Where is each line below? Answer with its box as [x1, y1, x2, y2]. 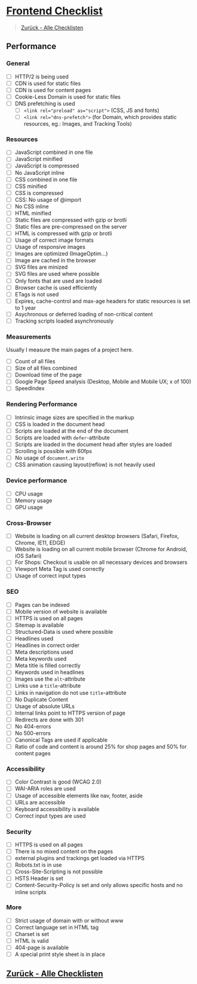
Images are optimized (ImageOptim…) [14, 250, 108, 257]
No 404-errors [14, 722, 51, 730]
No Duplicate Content [14, 696, 69, 703]
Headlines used [14, 635, 54, 642]
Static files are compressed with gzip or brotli [14, 216, 127, 223]
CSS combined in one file [14, 175, 78, 183]
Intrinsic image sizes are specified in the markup [14, 414, 134, 421]
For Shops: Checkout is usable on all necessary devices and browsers [14, 558, 188, 566]
